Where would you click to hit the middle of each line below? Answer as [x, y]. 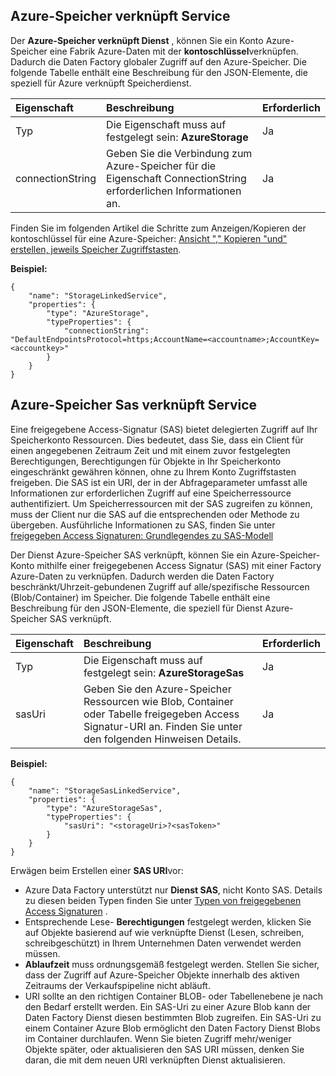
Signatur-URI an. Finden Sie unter [163, 726]
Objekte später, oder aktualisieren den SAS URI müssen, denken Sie [164, 1049]
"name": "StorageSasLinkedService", [105, 790]
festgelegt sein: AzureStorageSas [164, 672]
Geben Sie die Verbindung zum [179, 153]
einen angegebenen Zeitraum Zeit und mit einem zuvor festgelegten [150, 450]
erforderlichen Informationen [174, 191]
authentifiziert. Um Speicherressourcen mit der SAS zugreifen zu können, [161, 503]
